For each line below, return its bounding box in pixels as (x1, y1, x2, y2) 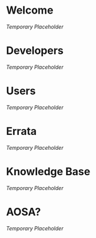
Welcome (6, 4, 54, 17)
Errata (6, 125, 37, 138)
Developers (6, 44, 64, 57)
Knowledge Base (6, 165, 91, 178)
